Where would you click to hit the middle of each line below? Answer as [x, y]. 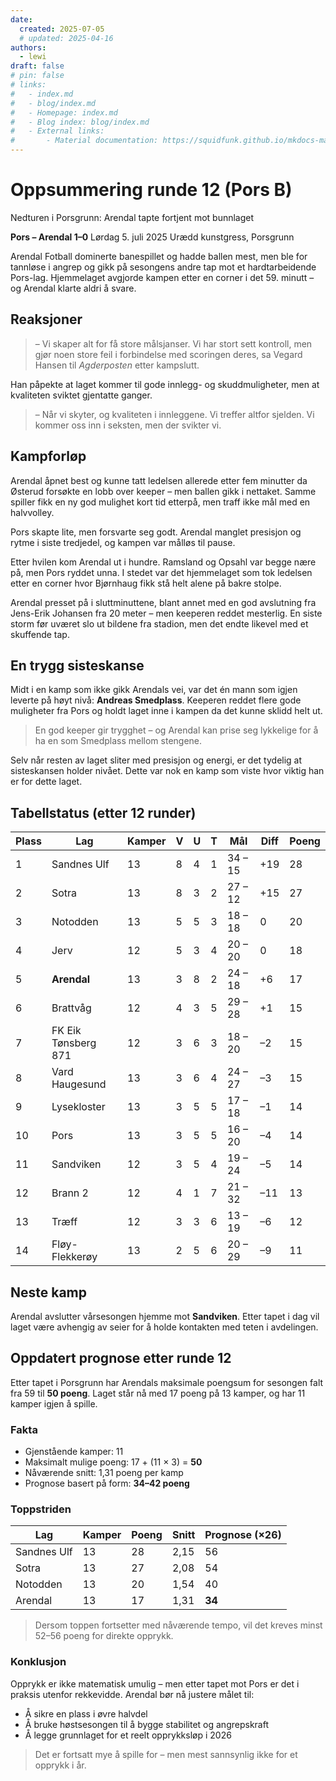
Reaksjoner [46, 319]
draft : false [37, 66]
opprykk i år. [60, 1765]
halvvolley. [32, 512]
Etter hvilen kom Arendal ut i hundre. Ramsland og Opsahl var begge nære [163, 562]
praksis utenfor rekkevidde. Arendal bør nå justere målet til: [132, 1694]
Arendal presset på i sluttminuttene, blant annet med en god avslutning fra [163, 602]
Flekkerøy [74, 1257]
